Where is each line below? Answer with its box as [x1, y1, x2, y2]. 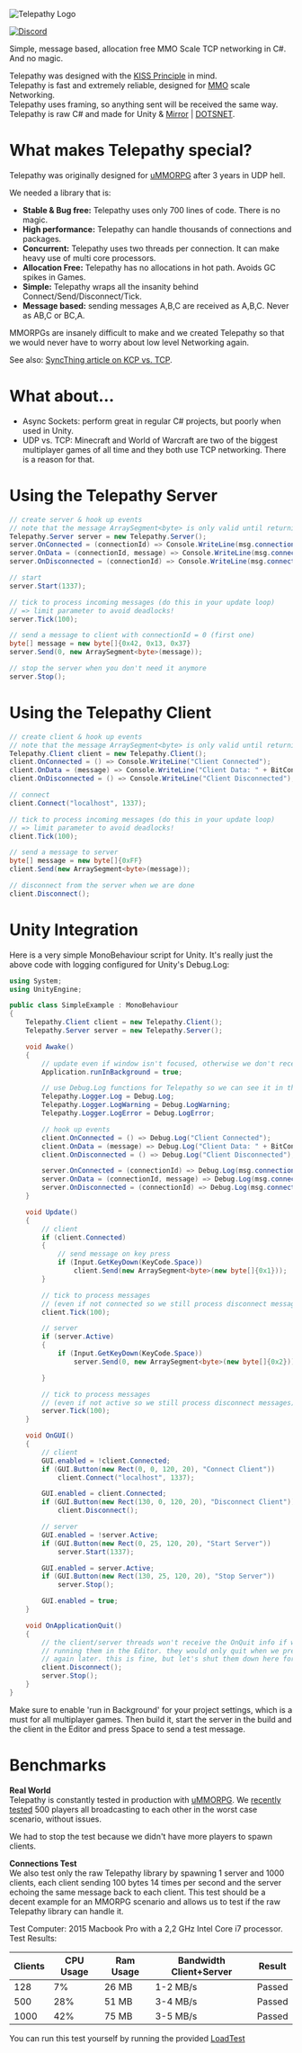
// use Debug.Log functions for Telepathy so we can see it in [41, 1084, 283, 1093]
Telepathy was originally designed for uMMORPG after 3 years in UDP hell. [9, 169, 286, 180]
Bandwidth [178, 1954, 226, 1967]
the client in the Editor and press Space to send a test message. [9, 1724, 245, 1734]
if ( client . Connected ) [41, 1233, 127, 1242]
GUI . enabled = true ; [41, 1597, 119, 1606]
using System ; [9, 977, 63, 986]
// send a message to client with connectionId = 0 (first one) [9, 631, 255, 640]
